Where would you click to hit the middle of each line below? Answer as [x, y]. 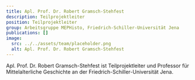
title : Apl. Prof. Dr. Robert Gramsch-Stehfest [65, 11]
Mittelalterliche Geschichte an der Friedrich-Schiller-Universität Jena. [90, 72]
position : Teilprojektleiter [42, 22]
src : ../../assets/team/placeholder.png [61, 44]
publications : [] [27, 33]
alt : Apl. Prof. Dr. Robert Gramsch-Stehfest [68, 49]
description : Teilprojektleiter [45, 17]
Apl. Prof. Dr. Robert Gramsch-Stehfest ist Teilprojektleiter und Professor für [97, 66]
